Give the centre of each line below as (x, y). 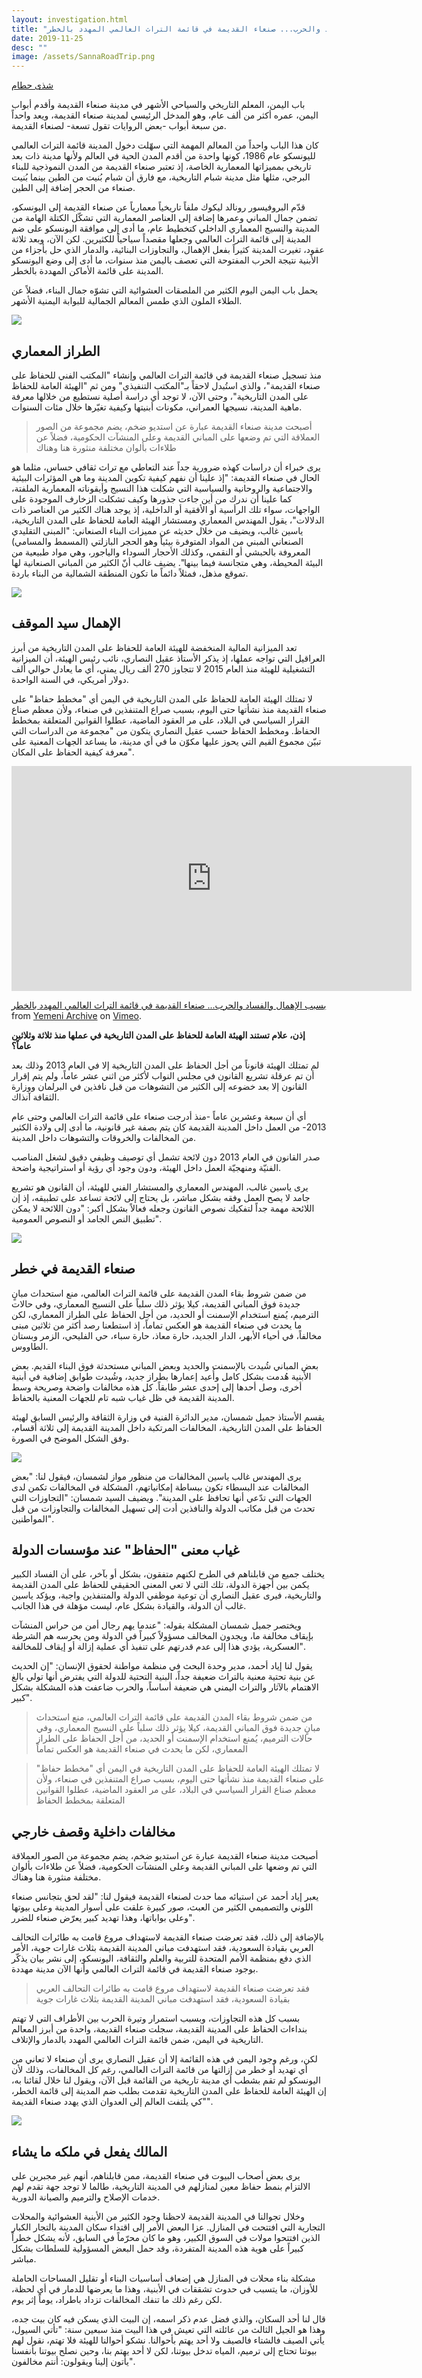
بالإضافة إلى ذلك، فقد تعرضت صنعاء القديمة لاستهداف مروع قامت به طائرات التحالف (167, 1937)
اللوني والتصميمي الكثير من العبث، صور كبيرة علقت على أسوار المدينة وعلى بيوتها (162, 1907)
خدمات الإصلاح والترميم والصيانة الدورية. (86, 2197)
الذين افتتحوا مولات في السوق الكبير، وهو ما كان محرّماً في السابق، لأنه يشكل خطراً (166, 2237)
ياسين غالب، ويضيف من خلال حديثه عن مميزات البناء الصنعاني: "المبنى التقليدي (157, 530)
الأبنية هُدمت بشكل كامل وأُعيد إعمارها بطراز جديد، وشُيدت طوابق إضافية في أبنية (161, 1376)
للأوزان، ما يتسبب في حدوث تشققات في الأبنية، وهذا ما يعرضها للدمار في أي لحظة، (165, 2289)
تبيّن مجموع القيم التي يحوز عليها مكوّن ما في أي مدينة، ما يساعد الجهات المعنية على (166, 741)
